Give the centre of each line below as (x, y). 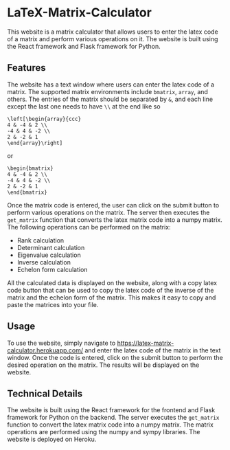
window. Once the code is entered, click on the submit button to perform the (115, 357)
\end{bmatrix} (27, 192)
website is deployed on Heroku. (52, 439)
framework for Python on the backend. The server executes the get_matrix (113, 418)
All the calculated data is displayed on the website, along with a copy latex (112, 282)
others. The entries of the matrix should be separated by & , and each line (110, 99)
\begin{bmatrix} (30, 168)
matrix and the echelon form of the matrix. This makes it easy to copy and (112, 297)
